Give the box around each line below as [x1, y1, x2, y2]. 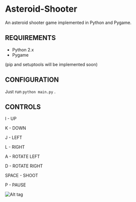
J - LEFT [5, 135, 22, 140]
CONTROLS [5, 103, 41, 111]
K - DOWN [5, 125, 26, 131]
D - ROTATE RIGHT [5, 163, 43, 169]
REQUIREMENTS [5, 34, 56, 42]
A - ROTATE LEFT [5, 154, 40, 159]
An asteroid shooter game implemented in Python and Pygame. [5, 20, 132, 25]
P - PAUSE [5, 182, 26, 188]
